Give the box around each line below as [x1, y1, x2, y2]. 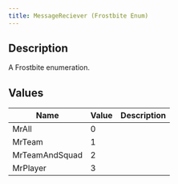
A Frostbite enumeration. [8, 63, 91, 72]
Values [8, 86, 44, 100]
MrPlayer [12, 162, 47, 174]
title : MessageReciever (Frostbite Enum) [8, 11, 149, 20]
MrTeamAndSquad [12, 149, 83, 161]
